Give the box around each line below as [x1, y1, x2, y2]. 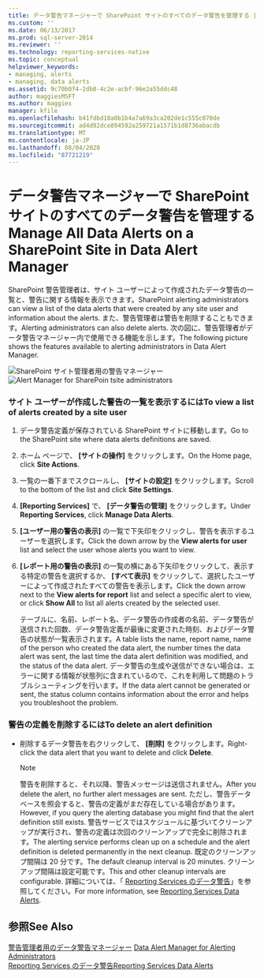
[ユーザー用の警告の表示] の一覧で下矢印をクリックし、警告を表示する [19, 526, 248, 536]
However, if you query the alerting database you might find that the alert [19, 808, 255, 817]
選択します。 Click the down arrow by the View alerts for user [46, 536, 247, 545]
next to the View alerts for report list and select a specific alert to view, [19, 590, 252, 600]
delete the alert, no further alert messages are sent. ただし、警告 [19, 789, 231, 798]
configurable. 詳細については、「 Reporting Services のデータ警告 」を [19, 876, 244, 886]
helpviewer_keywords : [8, 63, 80, 71]
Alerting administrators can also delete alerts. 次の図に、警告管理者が [20, 323, 247, 332]
